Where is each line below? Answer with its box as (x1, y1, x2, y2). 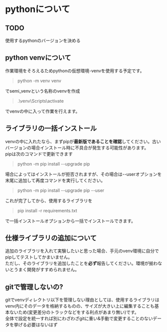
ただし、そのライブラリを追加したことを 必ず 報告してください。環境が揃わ (5, 260, 158, 266)
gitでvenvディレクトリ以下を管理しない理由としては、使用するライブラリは (5, 297, 160, 303)
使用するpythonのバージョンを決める (5, 37, 81, 43)
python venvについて (5, 53, 71, 62)
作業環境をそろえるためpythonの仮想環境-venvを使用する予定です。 (5, 67, 145, 74)
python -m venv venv (17, 77, 61, 84)
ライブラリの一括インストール (5, 124, 97, 133)
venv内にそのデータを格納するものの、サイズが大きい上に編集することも (5, 303, 155, 309)
